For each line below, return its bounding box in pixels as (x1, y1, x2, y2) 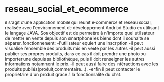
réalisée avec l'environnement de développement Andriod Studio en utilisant (5, 24, 159, 30)
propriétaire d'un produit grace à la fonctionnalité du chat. (5, 71, 122, 77)
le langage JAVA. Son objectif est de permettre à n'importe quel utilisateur (5, 30, 155, 36)
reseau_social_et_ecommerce (5, 3, 129, 15)
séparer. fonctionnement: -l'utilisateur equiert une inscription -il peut (5, 40, 143, 46)
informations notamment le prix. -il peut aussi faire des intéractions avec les (5, 61, 158, 67)
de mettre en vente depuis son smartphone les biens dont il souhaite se (5, 35, 149, 41)
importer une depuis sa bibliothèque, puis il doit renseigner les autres (5, 56, 145, 61)
